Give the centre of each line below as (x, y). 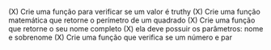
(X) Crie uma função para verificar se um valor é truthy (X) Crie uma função (134, 12)
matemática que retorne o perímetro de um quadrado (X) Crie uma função (132, 20)
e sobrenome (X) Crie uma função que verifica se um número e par (121, 37)
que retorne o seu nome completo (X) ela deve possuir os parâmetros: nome (136, 29)
